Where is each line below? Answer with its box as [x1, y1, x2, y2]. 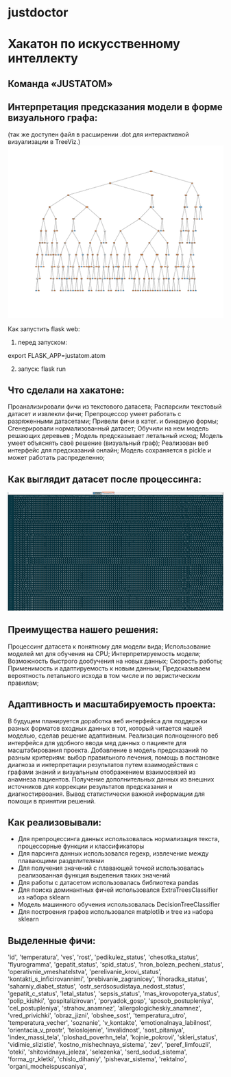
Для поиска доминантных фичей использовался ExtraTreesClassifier [17, 886, 219, 894]
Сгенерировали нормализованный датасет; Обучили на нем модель [8, 424, 209, 433]
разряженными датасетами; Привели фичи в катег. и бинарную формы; [8, 417, 219, 426]
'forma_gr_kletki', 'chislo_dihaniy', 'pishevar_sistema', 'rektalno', [8, 1055, 187, 1063]
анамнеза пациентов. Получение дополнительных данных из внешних [8, 775, 215, 783]
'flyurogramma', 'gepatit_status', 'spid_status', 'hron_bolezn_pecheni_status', [8, 960, 224, 969]
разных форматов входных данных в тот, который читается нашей [8, 724, 203, 732]
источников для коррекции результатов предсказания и [8, 782, 173, 790]
